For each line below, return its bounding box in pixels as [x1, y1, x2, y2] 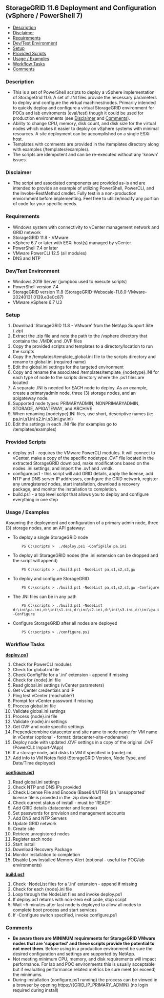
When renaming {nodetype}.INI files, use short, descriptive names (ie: [12, 411, 153, 417]
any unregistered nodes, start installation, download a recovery [12, 481, 140, 487]
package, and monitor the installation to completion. [12, 486, 118, 492]
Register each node [12, 836, 52, 842]
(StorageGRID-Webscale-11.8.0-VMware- [64, 289, 147, 295]
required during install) [12, 987, 59, 993]
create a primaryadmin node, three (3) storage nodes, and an [12, 390, 136, 396]
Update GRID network [12, 821, 57, 827]
